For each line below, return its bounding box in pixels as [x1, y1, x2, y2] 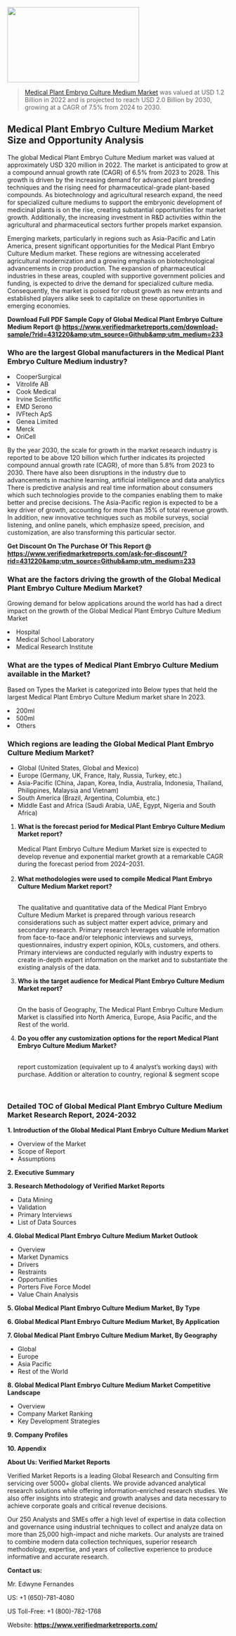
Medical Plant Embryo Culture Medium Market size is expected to [17, 845, 207, 853]
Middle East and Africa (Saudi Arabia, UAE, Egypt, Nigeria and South [17, 801, 216, 809]
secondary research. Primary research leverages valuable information [17, 926, 220, 934]
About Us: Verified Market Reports [7, 1458, 110, 1466]
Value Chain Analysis [17, 1290, 79, 1299]
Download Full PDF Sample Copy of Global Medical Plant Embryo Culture [7, 315, 223, 323]
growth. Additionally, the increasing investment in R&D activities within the [7, 213, 222, 221]
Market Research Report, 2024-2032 [7, 1110, 137, 1120]
